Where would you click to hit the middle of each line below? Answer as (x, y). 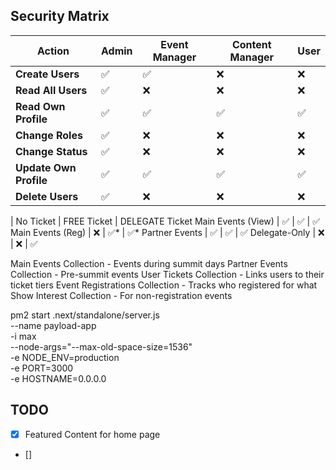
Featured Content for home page (92, 434)
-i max (23, 336)
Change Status (51, 151)
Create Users (47, 74)
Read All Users (51, 90)
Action (53, 51)
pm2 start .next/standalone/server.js (85, 315)
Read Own (40, 106)
